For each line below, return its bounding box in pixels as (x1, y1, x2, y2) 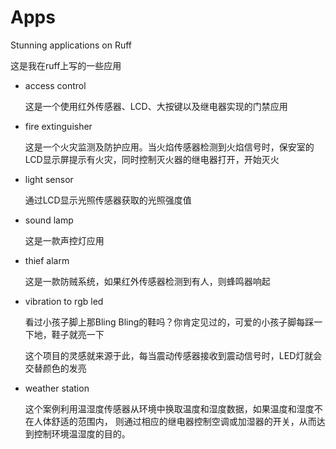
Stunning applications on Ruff (10, 39, 133, 51)
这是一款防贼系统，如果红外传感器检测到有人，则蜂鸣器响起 (24, 275, 271, 287)
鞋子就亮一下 (51, 328, 105, 340)
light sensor (24, 173, 74, 185)
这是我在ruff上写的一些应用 (10, 59, 122, 71)
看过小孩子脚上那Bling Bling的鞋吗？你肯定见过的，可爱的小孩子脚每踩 (24, 316, 315, 328)
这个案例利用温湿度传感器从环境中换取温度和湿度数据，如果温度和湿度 (24, 402, 315, 415)
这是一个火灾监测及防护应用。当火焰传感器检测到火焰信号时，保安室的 (24, 141, 315, 153)
